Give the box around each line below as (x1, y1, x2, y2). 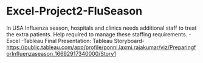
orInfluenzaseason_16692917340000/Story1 (6, 50, 117, 57)
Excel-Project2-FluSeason (6, 4, 143, 18)
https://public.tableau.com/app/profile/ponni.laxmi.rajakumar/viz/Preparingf (6, 44, 196, 51)
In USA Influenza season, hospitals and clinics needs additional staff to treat (6, 24, 197, 31)
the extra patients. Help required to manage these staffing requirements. (6, 30, 188, 38)
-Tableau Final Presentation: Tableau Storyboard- (21, 37, 145, 44)
